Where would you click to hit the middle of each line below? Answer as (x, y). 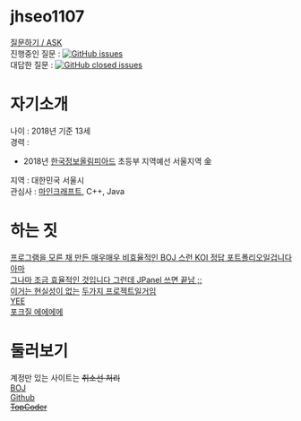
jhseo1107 (47, 17)
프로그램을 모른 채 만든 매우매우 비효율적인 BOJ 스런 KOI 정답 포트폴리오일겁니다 (151, 257)
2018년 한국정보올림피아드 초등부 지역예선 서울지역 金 (117, 161)
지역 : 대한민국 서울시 (47, 180)
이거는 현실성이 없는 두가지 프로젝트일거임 (83, 291)
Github (22, 397)
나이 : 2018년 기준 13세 (51, 131)
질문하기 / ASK (36, 42)
